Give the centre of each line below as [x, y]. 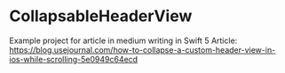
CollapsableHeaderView [101, 16]
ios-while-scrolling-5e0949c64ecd [74, 59]
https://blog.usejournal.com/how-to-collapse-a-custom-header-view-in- [142, 49]
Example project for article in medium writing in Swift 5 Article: [123, 40]
